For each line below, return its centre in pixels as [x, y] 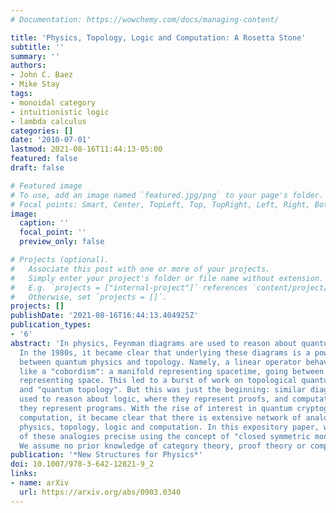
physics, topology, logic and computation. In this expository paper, [169, 427]
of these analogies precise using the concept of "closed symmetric [165, 436]
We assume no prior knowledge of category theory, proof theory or [163, 446]
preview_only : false [62, 242]
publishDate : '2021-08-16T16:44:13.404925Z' [104, 316]
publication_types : [51, 325]
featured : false [44, 159]
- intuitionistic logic [60, 112]
